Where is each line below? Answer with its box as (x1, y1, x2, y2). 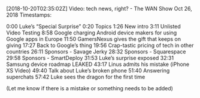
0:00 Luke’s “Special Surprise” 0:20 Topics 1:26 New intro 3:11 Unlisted (6, 23, 181, 30)
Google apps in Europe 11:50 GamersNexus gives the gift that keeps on (6, 36, 181, 42)
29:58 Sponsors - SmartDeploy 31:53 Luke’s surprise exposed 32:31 (6, 55, 174, 61)
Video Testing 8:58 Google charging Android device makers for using (6, 29, 177, 36)
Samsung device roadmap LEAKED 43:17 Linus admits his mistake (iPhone (6, 61, 190, 68)
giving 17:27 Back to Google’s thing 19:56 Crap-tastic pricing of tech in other (6, 42, 194, 49)
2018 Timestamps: (6, 11, 52, 18)
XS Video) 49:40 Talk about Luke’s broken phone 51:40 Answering (6, 67, 170, 74)
